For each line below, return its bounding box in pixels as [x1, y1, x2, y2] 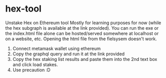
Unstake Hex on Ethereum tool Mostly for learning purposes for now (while [5, 20, 161, 26]
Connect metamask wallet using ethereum [12, 45, 101, 51]
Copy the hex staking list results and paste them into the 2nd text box [12, 56, 157, 62]
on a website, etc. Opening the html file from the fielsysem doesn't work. [5, 36, 157, 42]
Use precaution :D [12, 66, 51, 73]
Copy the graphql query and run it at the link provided [12, 51, 125, 57]
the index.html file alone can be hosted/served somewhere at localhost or [5, 30, 159, 36]
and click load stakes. [12, 61, 58, 67]
